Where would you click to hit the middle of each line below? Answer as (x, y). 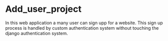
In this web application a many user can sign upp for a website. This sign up (84, 23)
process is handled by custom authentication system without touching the (82, 28)
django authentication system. (37, 33)
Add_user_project (43, 9)
